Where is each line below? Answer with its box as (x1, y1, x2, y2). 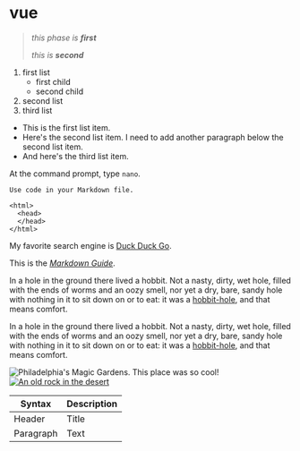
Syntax (20, 397, 52, 410)
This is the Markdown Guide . (9, 258, 116, 268)
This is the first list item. (21, 122, 111, 132)
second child (35, 86, 83, 97)
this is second (30, 49, 84, 60)
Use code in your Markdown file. (9, 185, 134, 194)
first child (35, 76, 71, 87)
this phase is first (30, 32, 97, 43)
